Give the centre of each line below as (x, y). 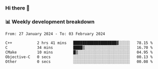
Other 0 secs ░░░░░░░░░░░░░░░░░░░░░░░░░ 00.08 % (79, 61)
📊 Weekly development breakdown (50, 21)
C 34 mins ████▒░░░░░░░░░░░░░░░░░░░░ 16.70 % (79, 47)
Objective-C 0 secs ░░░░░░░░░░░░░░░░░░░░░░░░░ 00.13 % (79, 57)
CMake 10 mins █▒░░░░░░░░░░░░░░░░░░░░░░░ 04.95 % (79, 52)
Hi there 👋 (18, 8)
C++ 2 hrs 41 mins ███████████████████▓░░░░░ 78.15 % (79, 43)
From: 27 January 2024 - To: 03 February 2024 (55, 34)
